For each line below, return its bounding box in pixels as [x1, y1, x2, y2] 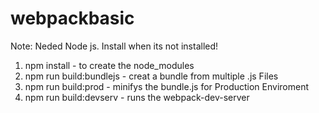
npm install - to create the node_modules [24, 59, 195, 71]
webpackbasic [10, 7, 135, 30]
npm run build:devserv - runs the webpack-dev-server [24, 91, 250, 103]
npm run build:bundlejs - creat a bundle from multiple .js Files [24, 70, 279, 82]
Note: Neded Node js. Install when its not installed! [10, 40, 219, 52]
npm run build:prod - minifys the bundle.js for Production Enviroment [24, 80, 309, 92]
